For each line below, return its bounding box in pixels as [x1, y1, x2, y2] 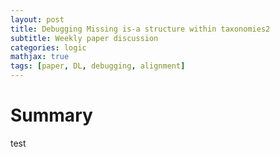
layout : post [10, 14, 65, 25]
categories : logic [10, 42, 87, 53]
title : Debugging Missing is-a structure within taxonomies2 [10, 24, 271, 34]
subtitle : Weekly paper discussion [10, 33, 159, 43]
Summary [10, 104, 93, 127]
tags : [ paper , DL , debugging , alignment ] [10, 61, 186, 71]
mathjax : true [10, 52, 70, 62]
